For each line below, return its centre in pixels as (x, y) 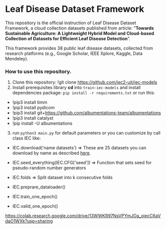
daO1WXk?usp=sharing (29, 221)
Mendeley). (17, 58)
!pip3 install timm (30, 102)
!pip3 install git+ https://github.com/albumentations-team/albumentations (86, 113)
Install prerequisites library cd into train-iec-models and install (77, 88)
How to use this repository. (38, 71)
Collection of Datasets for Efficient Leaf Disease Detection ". (68, 39)
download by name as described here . (52, 153)
